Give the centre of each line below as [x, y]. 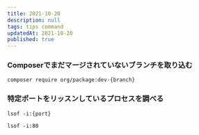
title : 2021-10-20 [34, 14]
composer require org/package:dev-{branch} [71, 80]
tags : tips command [35, 26]
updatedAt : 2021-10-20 [40, 33]
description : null [34, 20]
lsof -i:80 [23, 126]
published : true [31, 40]
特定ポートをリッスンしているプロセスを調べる [86, 99]
